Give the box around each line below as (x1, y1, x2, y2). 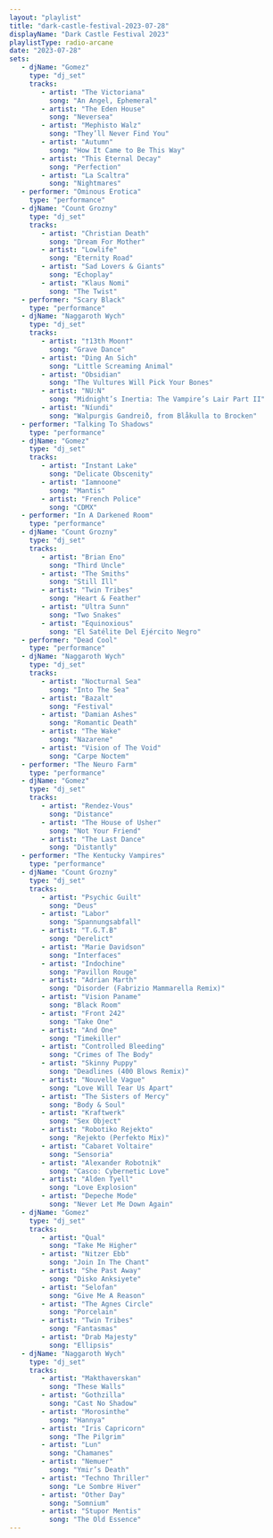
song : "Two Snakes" (48, 611, 122, 619)
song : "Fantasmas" (48, 1325, 118, 1334)
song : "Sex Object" (48, 1117, 122, 1126)
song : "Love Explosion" (48, 1184, 138, 1193)
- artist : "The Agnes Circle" (41, 1300, 153, 1309)
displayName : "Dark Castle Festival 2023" (9, 29, 170, 38)
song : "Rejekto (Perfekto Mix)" (48, 1134, 170, 1143)
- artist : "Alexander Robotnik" (41, 1158, 162, 1168)
